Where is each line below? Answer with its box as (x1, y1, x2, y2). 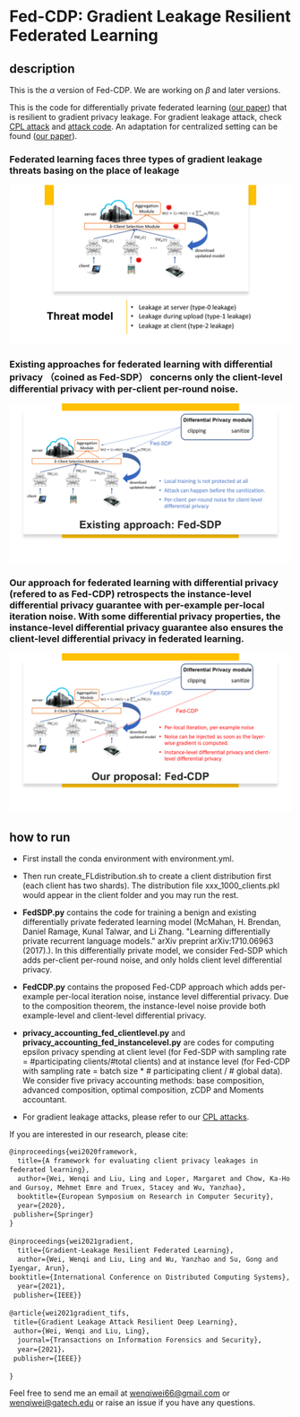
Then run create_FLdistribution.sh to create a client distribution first (21, 871, 271, 882)
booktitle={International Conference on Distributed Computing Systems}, (9, 1273, 291, 1283)
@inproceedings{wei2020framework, (9, 1147, 139, 1157)
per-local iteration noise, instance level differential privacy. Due (56, 991, 289, 1002)
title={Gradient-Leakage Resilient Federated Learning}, (17, 1246, 235, 1256)
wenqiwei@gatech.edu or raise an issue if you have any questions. (9, 1397, 255, 1408)
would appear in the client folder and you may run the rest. (21, 890, 239, 901)
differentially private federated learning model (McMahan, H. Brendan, (21, 917, 282, 928)
